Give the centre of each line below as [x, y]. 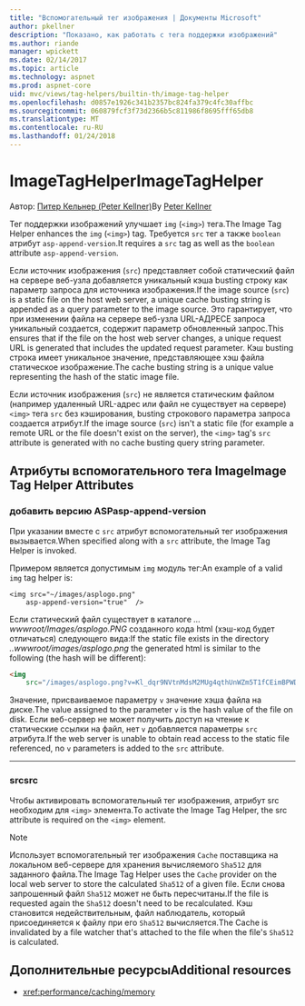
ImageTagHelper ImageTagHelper [137, 181]
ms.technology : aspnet [52, 77]
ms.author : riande [44, 43]
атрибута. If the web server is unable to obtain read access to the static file [150, 739]
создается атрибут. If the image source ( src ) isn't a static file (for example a [152, 423]
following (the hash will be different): [78, 657]
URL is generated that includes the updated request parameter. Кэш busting [152, 347]
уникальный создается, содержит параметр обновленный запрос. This [147, 328]
